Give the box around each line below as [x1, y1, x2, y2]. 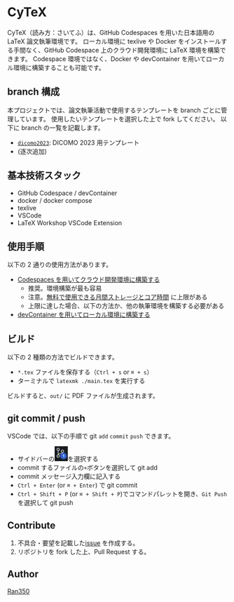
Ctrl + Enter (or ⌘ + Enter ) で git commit [17, 481, 138, 490]
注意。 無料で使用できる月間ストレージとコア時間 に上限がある [27, 293, 208, 302]
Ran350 [7, 587, 30, 595]
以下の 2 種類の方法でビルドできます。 [7, 353, 119, 361]
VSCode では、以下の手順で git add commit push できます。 [7, 432, 175, 440]
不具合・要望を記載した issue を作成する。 [17, 539, 139, 547]
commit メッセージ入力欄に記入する [17, 472, 121, 481]
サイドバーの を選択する [17, 455, 99, 463]
